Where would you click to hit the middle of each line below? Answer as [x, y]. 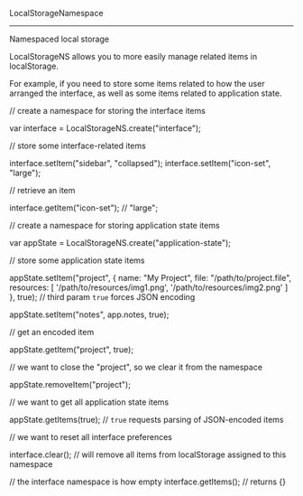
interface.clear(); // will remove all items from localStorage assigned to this [148, 454]
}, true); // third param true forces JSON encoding [102, 297]
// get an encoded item [52, 332]
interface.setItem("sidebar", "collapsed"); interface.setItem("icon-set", [140, 163]
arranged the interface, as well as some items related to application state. [146, 93]
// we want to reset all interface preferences [91, 437]
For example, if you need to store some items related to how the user [137, 84]
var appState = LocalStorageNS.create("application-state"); [120, 243]
